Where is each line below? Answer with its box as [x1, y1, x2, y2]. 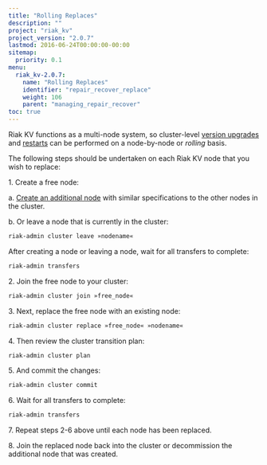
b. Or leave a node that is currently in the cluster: [8, 217, 169, 226]
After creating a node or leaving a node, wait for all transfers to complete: [8, 246, 249, 256]
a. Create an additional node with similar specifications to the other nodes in [8, 193, 258, 202]
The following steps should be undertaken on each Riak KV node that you [8, 154, 249, 163]
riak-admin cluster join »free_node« [8, 291, 134, 299]
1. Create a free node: [8, 178, 80, 187]
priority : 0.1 [15, 57, 62, 64]
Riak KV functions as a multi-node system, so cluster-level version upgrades [8, 130, 259, 139]
